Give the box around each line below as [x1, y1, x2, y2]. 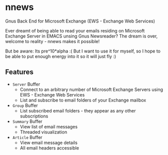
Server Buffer [12, 81, 40, 87]
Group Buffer [12, 102, 38, 108]
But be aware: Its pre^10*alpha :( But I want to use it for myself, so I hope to [5, 48, 161, 54]
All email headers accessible [20, 144, 79, 151]
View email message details [20, 139, 78, 145]
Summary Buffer [12, 118, 43, 124]
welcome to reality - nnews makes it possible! [5, 38, 100, 44]
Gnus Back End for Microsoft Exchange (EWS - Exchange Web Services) [5, 18, 155, 24]
